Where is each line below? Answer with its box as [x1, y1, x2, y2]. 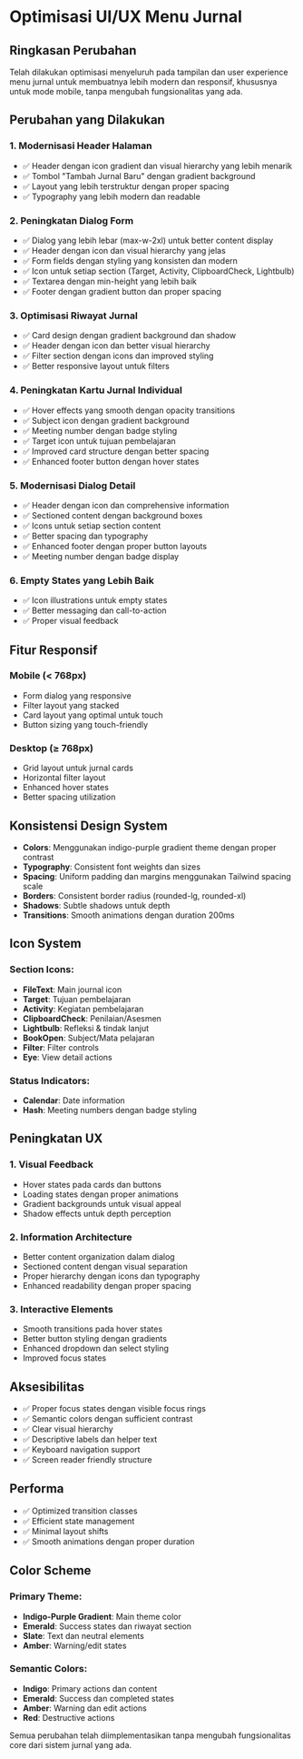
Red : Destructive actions [22, 1712, 115, 1723]
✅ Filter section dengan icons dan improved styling [22, 350, 214, 361]
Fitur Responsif [9, 642, 98, 658]
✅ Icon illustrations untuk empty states [22, 595, 168, 606]
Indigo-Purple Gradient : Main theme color [22, 1611, 181, 1622]
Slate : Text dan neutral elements [22, 1630, 145, 1641]
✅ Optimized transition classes [22, 1505, 138, 1516]
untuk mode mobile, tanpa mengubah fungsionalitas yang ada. [9, 86, 243, 96]
